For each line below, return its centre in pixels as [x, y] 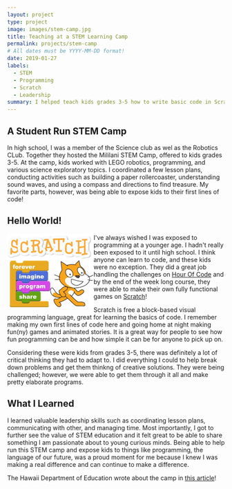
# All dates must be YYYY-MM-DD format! [66, 51]
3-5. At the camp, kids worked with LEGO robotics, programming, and [106, 162]
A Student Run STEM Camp [67, 131]
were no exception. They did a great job [150, 267]
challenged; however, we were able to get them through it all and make [108, 374]
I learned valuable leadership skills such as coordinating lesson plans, [106, 420]
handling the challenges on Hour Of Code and [159, 274]
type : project [28, 22]
